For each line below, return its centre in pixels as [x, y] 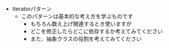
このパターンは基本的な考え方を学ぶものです [77, 16]
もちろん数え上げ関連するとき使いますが [81, 24]
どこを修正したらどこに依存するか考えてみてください [96, 31]
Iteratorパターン [32, 9]
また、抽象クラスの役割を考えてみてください [86, 39]
